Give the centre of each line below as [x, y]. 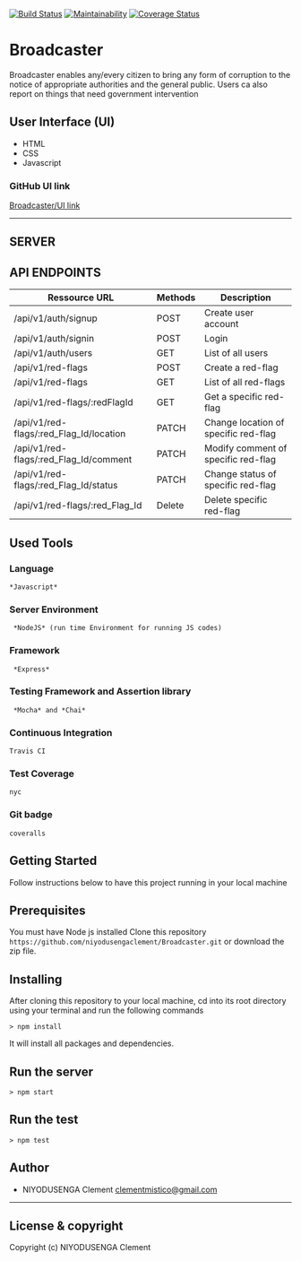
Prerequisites [47, 910]
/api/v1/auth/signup [56, 318]
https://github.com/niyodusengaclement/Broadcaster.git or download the [147, 942]
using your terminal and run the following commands [107, 1011]
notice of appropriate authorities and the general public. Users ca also [139, 84]
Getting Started [53, 861]
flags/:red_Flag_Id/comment [73, 460]
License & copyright [66, 1226]
